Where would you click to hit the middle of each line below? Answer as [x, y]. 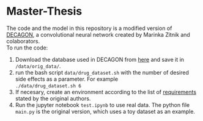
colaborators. [23, 41]
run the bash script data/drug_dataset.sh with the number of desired [102, 72]
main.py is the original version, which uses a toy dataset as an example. [105, 111]
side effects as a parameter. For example [66, 79]
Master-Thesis [44, 11]
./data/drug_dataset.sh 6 [48, 86]
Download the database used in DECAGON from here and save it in [100, 59]
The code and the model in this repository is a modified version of [89, 28]
